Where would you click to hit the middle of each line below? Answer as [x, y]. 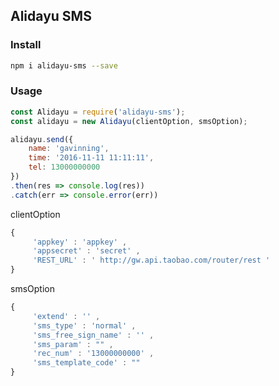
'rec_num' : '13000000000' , [93, 354]
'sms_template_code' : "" [86, 363]
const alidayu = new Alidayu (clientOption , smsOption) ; [129, 121]
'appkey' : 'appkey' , [80, 242]
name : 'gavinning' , [69, 149]
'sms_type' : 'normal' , [84, 325]
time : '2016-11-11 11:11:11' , [91, 158]
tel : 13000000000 [64, 167]
